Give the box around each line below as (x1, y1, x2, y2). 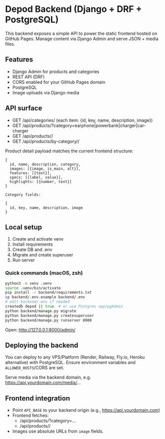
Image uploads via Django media (12, 89, 79, 95)
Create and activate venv (12, 236, 64, 242)
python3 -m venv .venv (5, 281, 52, 286)
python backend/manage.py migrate (5, 309, 77, 314)
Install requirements (12, 242, 53, 248)
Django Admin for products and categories (12, 68, 100, 74)
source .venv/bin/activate (5, 285, 61, 291)
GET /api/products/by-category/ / (12, 138, 80, 144)
